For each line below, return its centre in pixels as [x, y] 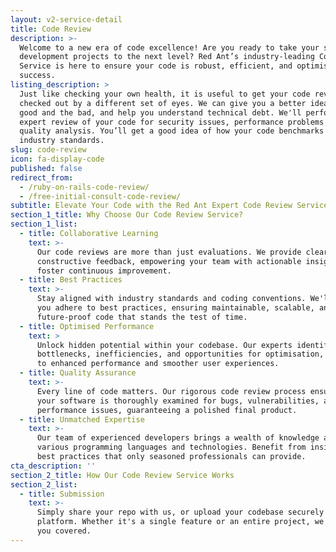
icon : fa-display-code [57, 159]
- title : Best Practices [71, 280]
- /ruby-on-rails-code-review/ [84, 187]
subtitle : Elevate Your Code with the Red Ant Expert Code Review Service [169, 206]
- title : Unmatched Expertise [82, 419]
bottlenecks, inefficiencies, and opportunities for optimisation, [180, 354]
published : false [46, 168]
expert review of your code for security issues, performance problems [172, 122]
